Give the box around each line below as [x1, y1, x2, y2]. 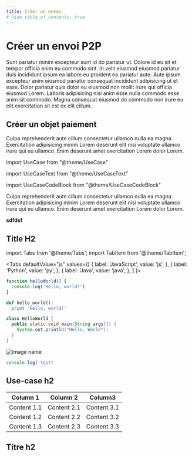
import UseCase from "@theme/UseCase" [6, 159, 109, 166]
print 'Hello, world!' [11, 305, 67, 311]
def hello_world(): [6, 300, 54, 306]
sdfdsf [6, 217, 23, 224]
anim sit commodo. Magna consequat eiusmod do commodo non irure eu [6, 96, 184, 103]
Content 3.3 [86, 422, 119, 430]
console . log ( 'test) [6, 359, 54, 366]
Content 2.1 [48, 403, 81, 411]
